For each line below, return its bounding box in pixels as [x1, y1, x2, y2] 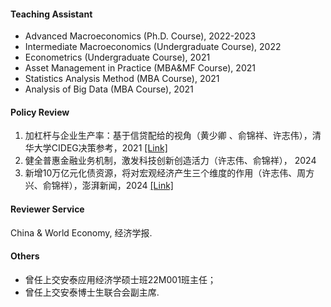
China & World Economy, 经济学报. [10, 226, 153, 239]
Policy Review [10, 106, 70, 118]
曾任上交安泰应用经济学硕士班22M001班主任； [24, 273, 217, 285]
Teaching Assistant [10, 8, 93, 20]
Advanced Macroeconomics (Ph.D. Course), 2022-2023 [24, 30, 257, 42]
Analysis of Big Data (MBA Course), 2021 [24, 83, 194, 95]
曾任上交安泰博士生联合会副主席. [24, 286, 160, 298]
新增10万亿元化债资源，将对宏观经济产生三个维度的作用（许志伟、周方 [24, 167, 315, 179]
